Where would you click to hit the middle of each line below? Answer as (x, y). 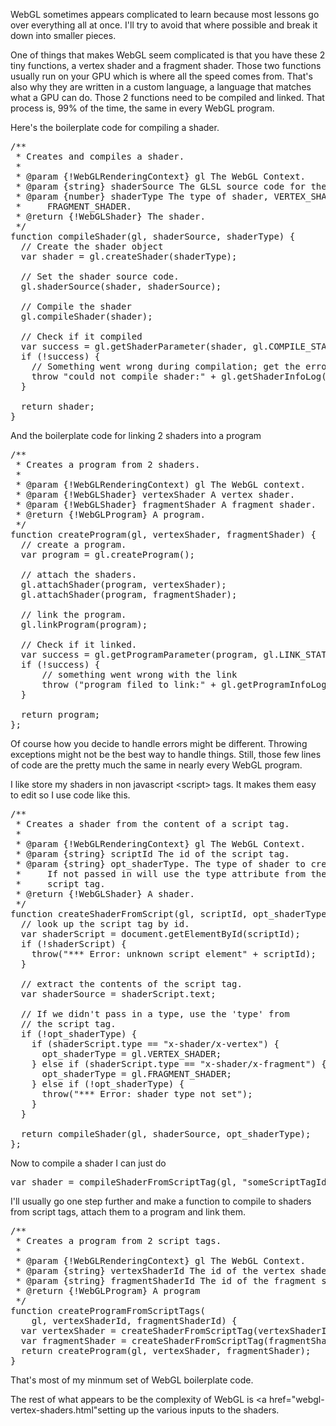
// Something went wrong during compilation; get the (166, 366)
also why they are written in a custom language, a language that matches (161, 87)
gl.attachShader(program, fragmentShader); (129, 594)
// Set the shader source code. (100, 276)
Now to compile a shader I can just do (88, 1163)
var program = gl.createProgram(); (108, 554)
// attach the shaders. (79, 574)
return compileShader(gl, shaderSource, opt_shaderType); (166, 1134)
